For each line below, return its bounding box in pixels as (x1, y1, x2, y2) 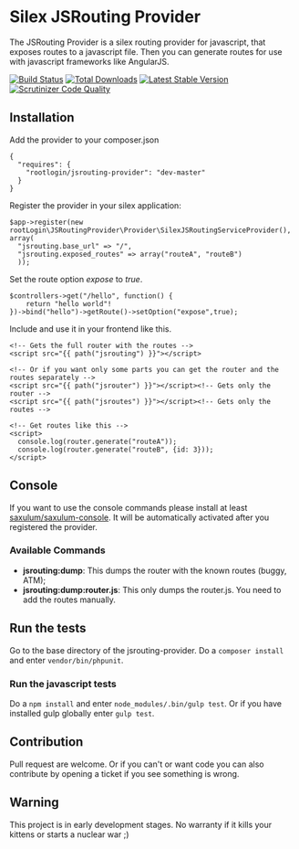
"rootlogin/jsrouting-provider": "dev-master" (26, 167, 206, 177)
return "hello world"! (26, 299, 112, 308)
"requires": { (17, 160, 71, 169)
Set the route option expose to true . (9, 273, 143, 284)
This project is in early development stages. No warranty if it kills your (9, 819, 273, 830)
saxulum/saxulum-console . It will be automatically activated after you (9, 512, 270, 523)
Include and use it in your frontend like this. (9, 323, 171, 334)
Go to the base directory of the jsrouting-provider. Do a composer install (9, 644, 284, 655)
